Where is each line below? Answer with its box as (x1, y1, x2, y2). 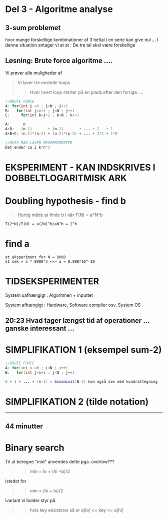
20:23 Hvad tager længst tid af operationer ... (5, 316, 150, 325)
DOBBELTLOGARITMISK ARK (5, 172, 127, 184)
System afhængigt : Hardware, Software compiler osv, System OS (5, 302, 141, 308)
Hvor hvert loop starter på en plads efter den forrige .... (29, 89, 143, 95)
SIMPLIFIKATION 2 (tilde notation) (5, 396, 149, 407)
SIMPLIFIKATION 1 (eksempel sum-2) (5, 344, 162, 356)
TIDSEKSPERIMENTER (5, 275, 99, 287)
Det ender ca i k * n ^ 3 (5, 145, 50, 150)
